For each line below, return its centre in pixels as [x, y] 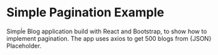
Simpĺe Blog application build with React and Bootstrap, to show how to [107, 31]
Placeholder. [24, 45]
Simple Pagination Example [85, 13]
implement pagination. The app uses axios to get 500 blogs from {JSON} [109, 38]
